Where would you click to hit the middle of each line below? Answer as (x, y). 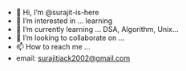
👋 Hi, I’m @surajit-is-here (57, 12)
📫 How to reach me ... (53, 47)
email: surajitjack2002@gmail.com (73, 58)
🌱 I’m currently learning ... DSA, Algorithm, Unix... (97, 29)
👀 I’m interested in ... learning (64, 21)
